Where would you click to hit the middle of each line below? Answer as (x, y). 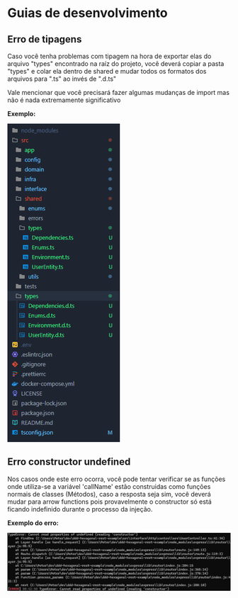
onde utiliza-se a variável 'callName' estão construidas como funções (109, 486)
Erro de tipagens (45, 39)
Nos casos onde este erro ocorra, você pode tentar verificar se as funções (117, 479)
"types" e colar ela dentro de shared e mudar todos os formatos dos (107, 71)
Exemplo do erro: (33, 523)
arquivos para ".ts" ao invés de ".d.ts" (62, 79)
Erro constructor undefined (69, 462)
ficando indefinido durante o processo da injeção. (80, 509)
